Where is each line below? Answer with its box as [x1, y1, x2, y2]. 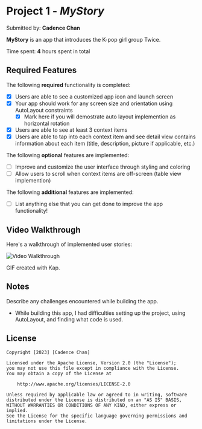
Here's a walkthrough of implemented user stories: [6, 240, 133, 248]
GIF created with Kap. [6, 264, 60, 271]
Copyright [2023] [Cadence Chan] [6, 349, 90, 355]
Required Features [6, 65, 77, 76]
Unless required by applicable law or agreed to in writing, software [6, 392, 188, 398]
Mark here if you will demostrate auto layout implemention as [24, 113, 176, 120]
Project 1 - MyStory [6, 4, 104, 18]
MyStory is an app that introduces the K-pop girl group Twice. [6, 36, 161, 43]
